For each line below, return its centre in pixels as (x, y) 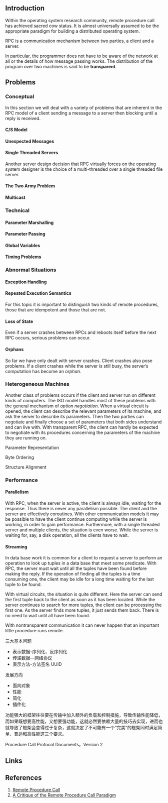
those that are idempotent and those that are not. (56, 310)
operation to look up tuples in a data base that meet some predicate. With (81, 563)
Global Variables (23, 245)
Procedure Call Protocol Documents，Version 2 (54, 745)
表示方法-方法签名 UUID (37, 664)
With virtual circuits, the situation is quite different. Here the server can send (84, 594)
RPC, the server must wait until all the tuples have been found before (76, 568)
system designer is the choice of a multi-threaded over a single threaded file (84, 169)
